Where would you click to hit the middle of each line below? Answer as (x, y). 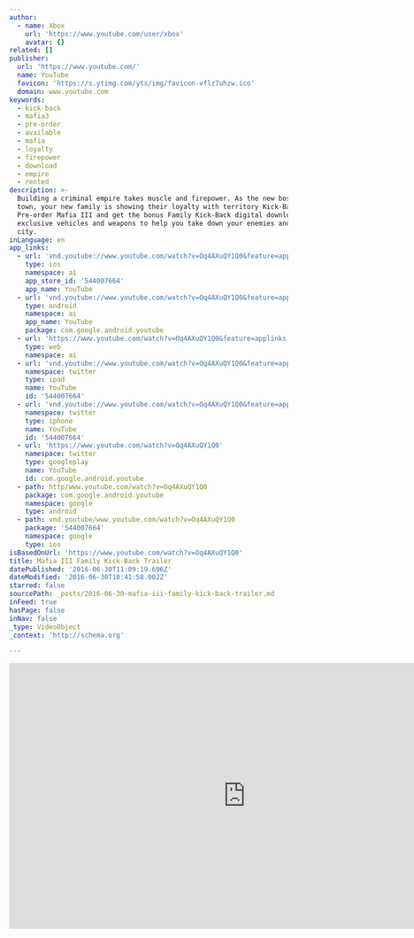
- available (39, 133)
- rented (33, 182)
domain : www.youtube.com (63, 91)
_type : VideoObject (45, 627)
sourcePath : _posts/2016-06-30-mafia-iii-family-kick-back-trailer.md (142, 594)
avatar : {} (45, 42)
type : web (43, 346)
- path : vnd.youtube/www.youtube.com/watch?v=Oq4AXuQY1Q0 (126, 520)
